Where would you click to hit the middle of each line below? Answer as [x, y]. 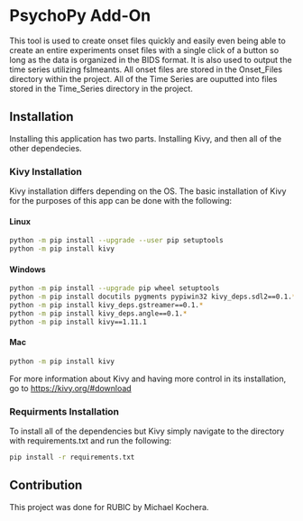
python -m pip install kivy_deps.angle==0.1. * [98, 313]
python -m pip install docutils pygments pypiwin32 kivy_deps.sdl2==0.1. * [153, 297]
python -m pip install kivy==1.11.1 [78, 322]
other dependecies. [46, 148]
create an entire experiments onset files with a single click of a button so [144, 50]
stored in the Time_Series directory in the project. [101, 88]
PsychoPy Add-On [80, 16]
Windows [28, 269]
